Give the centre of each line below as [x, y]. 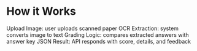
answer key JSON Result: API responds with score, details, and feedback [99, 41]
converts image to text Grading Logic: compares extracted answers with [98, 34]
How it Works [41, 11]
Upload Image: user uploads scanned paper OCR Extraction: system [93, 28]
